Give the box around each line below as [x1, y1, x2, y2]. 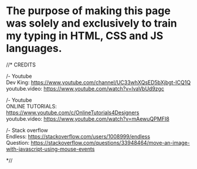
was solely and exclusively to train [6, 16, 177, 30]
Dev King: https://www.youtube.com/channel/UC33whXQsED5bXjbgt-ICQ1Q [6, 78, 191, 86]
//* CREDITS [6, 61, 36, 68]
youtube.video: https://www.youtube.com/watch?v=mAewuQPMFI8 [6, 115, 170, 122]
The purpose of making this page [6, 4, 171, 18]
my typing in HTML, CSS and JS [6, 29, 164, 42]
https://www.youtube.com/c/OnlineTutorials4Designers [6, 109, 140, 116]
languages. [6, 42, 63, 55]
